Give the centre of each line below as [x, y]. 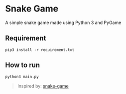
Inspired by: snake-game [43, 86]
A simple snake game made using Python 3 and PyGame [63, 22]
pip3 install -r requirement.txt [40, 50]
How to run [23, 65]
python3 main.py [22, 76]
